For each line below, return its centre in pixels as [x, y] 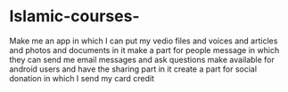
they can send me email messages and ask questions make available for [142, 59]
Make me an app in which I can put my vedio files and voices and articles [144, 41]
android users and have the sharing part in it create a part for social [133, 69]
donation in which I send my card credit [82, 78]
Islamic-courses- [74, 16]
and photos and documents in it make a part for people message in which [144, 50]
